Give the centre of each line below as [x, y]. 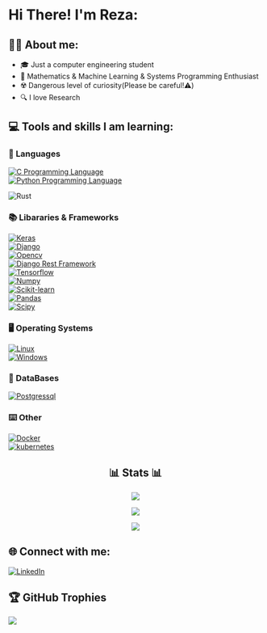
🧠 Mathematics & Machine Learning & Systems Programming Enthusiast [140, 76]
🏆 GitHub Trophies [58, 597]
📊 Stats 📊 [136, 473]
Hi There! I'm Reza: [73, 15]
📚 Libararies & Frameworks [64, 217]
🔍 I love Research [50, 97]
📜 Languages [34, 154]
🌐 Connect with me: [59, 552]
